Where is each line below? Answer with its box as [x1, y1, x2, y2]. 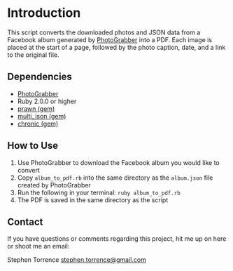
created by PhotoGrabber [17, 180, 91, 189]
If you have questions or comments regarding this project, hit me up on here [7, 234, 227, 243]
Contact [7, 216, 43, 227]
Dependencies [7, 71, 72, 83]
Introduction [7, 5, 81, 21]
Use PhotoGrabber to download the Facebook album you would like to [17, 158, 220, 166]
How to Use [7, 140, 59, 152]
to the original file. [7, 51, 59, 59]
